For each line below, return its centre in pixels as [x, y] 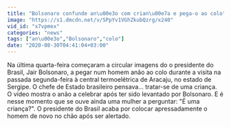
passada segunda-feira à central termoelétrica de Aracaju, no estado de [109, 79]
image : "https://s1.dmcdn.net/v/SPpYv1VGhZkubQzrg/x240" [90, 20]
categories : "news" [35, 33]
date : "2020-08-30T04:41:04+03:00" [58, 45]
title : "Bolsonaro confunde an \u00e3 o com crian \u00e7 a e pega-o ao [107, 13]
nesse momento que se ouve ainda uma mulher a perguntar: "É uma [103, 101]
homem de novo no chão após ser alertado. [69, 116]
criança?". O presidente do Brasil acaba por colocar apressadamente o [107, 108]
